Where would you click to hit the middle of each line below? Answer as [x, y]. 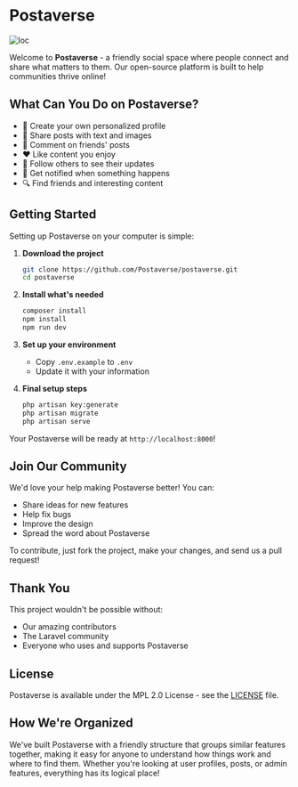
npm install [44, 320]
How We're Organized [71, 723]
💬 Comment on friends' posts [76, 144]
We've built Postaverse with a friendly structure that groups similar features [148, 744]
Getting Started [53, 215]
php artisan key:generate [70, 405]
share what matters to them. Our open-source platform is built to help [137, 67]
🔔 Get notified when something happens [96, 173]
